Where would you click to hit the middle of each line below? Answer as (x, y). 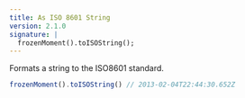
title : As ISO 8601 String (60, 18)
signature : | (34, 34)
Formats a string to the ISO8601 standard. (87, 68)
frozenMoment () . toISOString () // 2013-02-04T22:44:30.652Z (122, 85)
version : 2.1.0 (38, 26)
